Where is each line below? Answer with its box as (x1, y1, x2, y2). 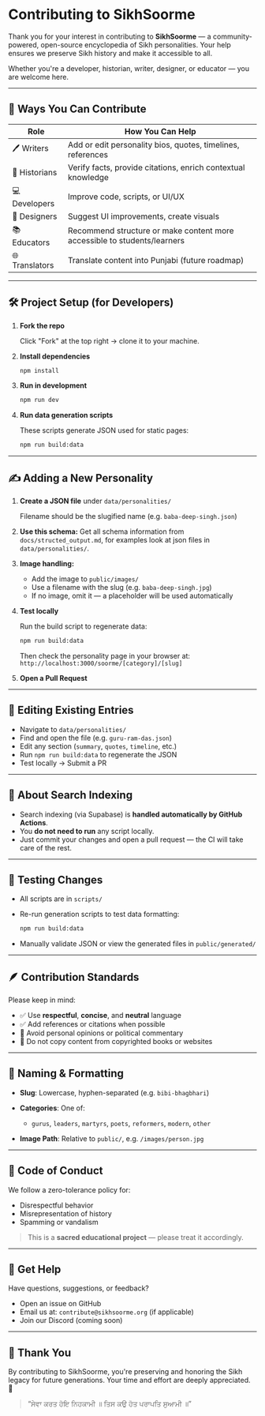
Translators (12, 259, 54, 270)
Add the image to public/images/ (31, 574, 140, 584)
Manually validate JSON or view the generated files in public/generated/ (19, 939, 256, 948)
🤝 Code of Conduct (8, 1164, 103, 1177)
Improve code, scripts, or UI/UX (67, 191, 185, 202)
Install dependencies (19, 351, 91, 361)
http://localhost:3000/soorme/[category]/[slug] (19, 659, 183, 667)
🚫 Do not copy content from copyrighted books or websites (19, 1037, 213, 1046)
